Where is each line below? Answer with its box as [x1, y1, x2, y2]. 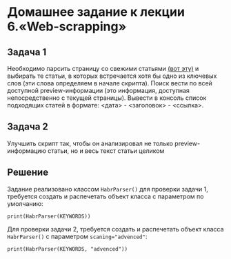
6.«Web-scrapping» [7, 19, 127, 34]
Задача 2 [7, 121, 48, 133]
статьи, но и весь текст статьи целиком [48, 146, 165, 155]
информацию [7, 146, 47, 155]
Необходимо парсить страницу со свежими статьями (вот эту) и [7, 65, 199, 72]
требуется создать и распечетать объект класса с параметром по [7, 192, 204, 200]
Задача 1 [7, 46, 47, 58]
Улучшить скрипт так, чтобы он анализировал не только [7, 139, 174, 147]
